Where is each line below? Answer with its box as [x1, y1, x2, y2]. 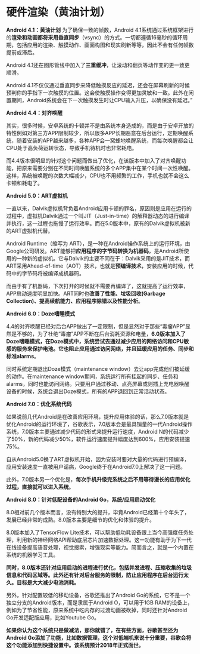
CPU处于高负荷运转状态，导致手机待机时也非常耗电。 [6, 144, 137, 151]
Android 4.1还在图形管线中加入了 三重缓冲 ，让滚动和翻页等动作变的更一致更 [6, 61, 190, 69]
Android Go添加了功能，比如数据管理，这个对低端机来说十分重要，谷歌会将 [6, 634, 192, 641]
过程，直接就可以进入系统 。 [6, 483, 74, 490]
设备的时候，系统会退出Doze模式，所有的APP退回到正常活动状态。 [6, 388, 170, 395]
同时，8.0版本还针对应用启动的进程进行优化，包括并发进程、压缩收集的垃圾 [6, 564, 192, 571]
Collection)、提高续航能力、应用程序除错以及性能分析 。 [6, 297, 144, 305]
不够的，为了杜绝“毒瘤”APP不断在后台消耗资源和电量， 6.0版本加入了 [16, 330, 186, 337]
